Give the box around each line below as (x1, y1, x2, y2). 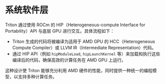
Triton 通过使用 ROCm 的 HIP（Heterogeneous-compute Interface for (5, 22, 146, 28)
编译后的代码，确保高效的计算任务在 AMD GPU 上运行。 (12, 57, 126, 63)
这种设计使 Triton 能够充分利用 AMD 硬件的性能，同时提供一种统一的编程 (5, 67, 153, 73)
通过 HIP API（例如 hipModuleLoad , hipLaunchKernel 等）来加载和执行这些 (12, 50, 161, 57)
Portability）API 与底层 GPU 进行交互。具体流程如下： (5, 28, 115, 34)
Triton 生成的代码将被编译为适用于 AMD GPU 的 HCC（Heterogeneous (12, 38, 155, 44)
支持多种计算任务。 (18, 74, 57, 80)
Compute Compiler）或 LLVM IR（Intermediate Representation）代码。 (12, 44, 157, 50)
